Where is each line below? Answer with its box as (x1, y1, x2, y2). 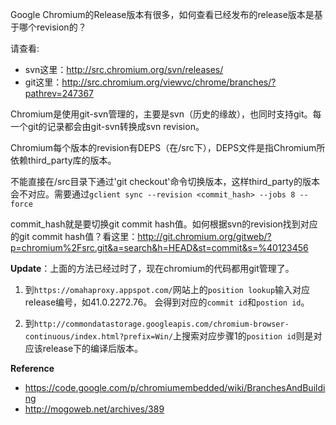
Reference (10, 363, 55, 374)
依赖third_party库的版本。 (10, 154, 117, 166)
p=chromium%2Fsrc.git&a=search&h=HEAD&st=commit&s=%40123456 (10, 242, 309, 253)
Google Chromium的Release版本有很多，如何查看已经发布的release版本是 (10, 9, 315, 20)
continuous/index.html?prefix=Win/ (24, 332, 174, 342)
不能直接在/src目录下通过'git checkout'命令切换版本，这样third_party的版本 (10, 176, 320, 187)
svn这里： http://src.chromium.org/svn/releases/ (24, 64, 224, 75)
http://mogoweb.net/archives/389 (24, 403, 165, 415)
